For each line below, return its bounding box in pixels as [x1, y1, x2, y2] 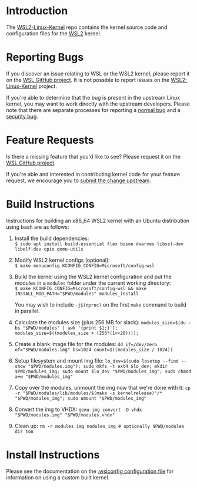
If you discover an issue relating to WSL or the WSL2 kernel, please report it [6, 70, 190, 77]
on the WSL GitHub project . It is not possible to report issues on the [6, 76, 170, 83]
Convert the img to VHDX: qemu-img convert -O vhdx [14, 406, 142, 413]
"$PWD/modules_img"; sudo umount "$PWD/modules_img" [14, 395, 147, 402]
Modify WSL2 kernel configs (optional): [14, 256, 110, 264]
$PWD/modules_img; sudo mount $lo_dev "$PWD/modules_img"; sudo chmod [14, 368, 192, 374]
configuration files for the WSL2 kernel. [6, 29, 102, 37]
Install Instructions [6, 448, 100, 461]
